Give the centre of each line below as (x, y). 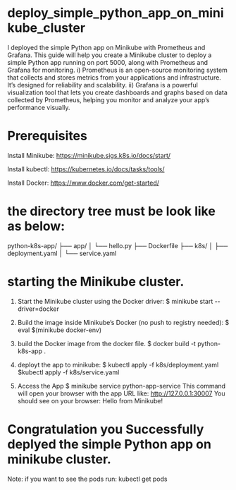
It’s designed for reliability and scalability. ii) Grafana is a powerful (103, 85)
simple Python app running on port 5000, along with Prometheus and (108, 62)
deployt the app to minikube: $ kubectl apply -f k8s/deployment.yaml (118, 365)
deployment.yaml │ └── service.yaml (62, 253)
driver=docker (38, 309)
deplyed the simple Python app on (109, 444)
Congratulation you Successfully (106, 429)
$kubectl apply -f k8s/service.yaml (68, 372)
